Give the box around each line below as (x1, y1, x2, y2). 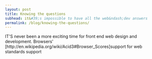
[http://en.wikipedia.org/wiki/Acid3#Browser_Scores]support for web (5, 44, 142, 49)
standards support (5, 49, 42, 55)
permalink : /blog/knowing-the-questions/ (5, 20, 90, 25)
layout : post (5, 7, 31, 12)
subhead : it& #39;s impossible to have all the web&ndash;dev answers (5, 16, 148, 21)
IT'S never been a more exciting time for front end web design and (5, 34, 138, 39)
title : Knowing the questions (5, 12, 66, 16)
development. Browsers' (5, 39, 54, 45)
